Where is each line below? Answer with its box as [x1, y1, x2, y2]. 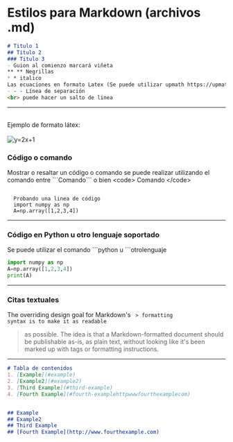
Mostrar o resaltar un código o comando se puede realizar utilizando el [7, 169, 210, 177]
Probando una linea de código [13, 196, 101, 203]
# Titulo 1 [7, 42, 39, 49]
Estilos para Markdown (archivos [7, 5, 201, 21]
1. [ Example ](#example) [7, 371, 76, 379]
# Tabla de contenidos [7, 365, 73, 372]
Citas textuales [7, 295, 60, 305]
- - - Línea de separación [7, 88, 85, 95]
